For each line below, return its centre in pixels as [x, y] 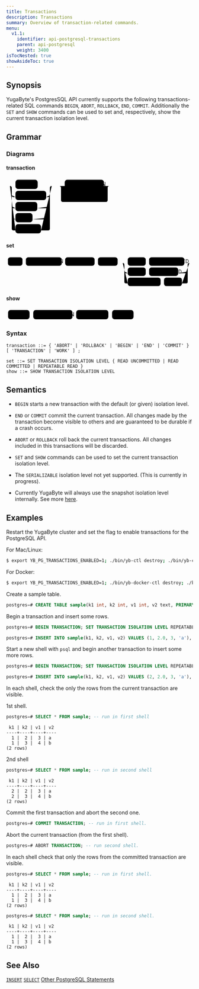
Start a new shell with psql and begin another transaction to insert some [94, 649]
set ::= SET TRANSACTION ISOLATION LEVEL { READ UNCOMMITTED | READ [92, 361]
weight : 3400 [33, 50]
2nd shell [17, 759]
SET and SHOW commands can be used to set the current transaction [97, 457]
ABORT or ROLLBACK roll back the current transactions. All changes [93, 439]
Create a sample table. [34, 594]
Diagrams [20, 153]
